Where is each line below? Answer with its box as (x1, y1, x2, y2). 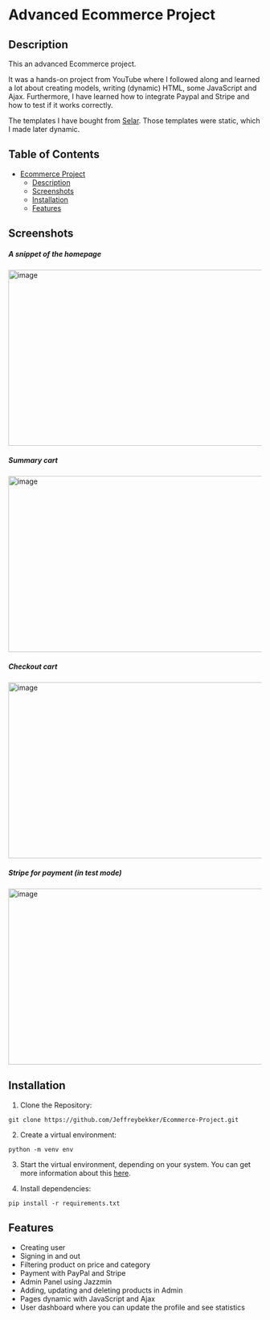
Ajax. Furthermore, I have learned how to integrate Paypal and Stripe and (8, 92, 250, 101)
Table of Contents (8, 147, 100, 162)
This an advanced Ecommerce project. (8, 59, 137, 68)
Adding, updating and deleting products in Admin (19, 1285, 183, 1295)
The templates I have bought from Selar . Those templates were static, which (8, 116, 261, 126)
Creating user (19, 1242, 66, 1252)
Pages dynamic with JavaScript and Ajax (19, 1293, 155, 1303)
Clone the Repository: (19, 1100, 92, 1110)
